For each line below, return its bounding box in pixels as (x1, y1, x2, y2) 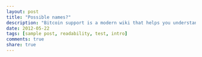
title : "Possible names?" (6, 14, 71, 20)
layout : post (6, 8, 39, 15)
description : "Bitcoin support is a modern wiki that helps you (6, 20, 171, 26)
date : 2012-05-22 (6, 25, 50, 31)
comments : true (6, 36, 44, 42)
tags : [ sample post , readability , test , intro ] (6, 31, 128, 37)
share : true (6, 42, 36, 48)
